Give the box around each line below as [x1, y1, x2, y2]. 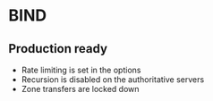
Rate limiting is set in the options [21, 64, 141, 75]
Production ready [8, 41, 108, 56]
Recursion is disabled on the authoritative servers [21, 74, 205, 85]
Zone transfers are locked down [21, 84, 140, 94]
